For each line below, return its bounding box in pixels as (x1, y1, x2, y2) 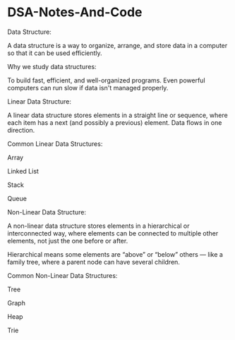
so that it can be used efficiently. (7, 49, 102, 57)
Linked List (7, 166, 39, 175)
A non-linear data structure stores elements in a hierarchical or (7, 221, 190, 230)
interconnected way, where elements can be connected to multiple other (7, 229, 219, 237)
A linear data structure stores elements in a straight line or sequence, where (7, 111, 228, 119)
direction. (7, 126, 35, 134)
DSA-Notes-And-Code (7, 4, 143, 20)
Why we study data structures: (7, 62, 97, 71)
